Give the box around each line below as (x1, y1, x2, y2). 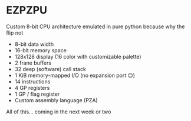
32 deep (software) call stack (14, 65, 87, 72)
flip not (6, 29, 24, 36)
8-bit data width (14, 41, 54, 48)
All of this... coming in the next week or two (6, 108, 111, 115)
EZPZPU (6, 4, 47, 17)
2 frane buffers (14, 59, 52, 66)
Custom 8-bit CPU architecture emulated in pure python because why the (6, 23, 185, 30)
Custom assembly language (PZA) (14, 96, 98, 103)
